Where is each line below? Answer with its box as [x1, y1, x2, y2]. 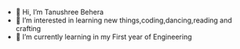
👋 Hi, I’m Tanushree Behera [15, 8, 104, 16]
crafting [15, 24, 42, 33]
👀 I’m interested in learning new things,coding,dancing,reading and [15, 16, 233, 25]
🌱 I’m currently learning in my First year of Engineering [15, 32, 192, 41]
